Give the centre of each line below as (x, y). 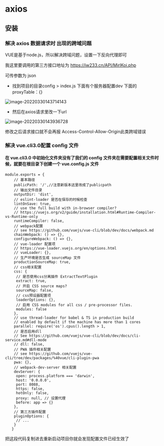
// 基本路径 (24, 180)
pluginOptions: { (31, 416)
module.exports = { (25, 175)
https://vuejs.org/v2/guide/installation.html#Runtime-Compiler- (88, 213)
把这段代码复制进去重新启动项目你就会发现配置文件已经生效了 (67, 439)
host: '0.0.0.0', (33, 380)
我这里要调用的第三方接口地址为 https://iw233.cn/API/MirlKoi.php (71, 65)
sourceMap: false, (35, 291)
